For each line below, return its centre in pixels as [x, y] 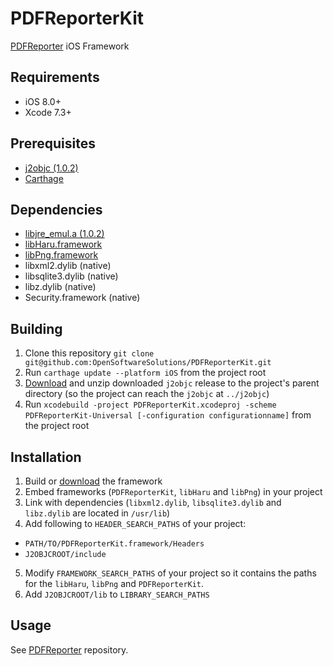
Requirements [55, 77]
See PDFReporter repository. [69, 649]
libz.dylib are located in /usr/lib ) [97, 513]
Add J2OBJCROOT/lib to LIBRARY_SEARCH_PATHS [117, 594]
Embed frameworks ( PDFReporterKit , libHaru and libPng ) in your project [173, 491]
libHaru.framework [63, 244]
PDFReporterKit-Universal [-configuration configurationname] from [168, 415]
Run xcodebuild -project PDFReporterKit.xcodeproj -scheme [150, 404]
